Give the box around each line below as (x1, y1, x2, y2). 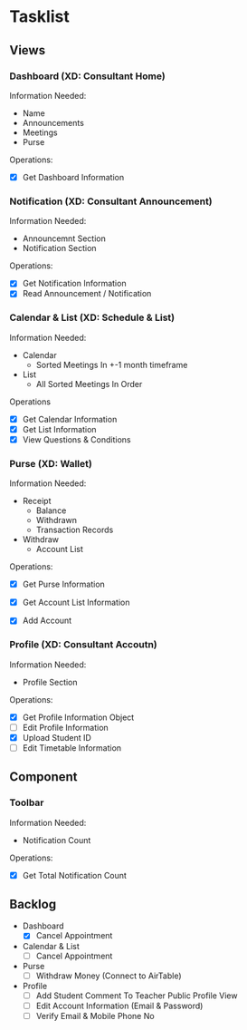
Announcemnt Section (22, 233, 106, 244)
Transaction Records (35, 524, 114, 536)
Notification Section (22, 243, 97, 254)
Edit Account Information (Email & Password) (35, 1000, 204, 1011)
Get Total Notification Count (22, 870, 127, 880)
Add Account (22, 615, 72, 627)
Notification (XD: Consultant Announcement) (9, 195, 213, 208)
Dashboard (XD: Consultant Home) (9, 70, 166, 83)
